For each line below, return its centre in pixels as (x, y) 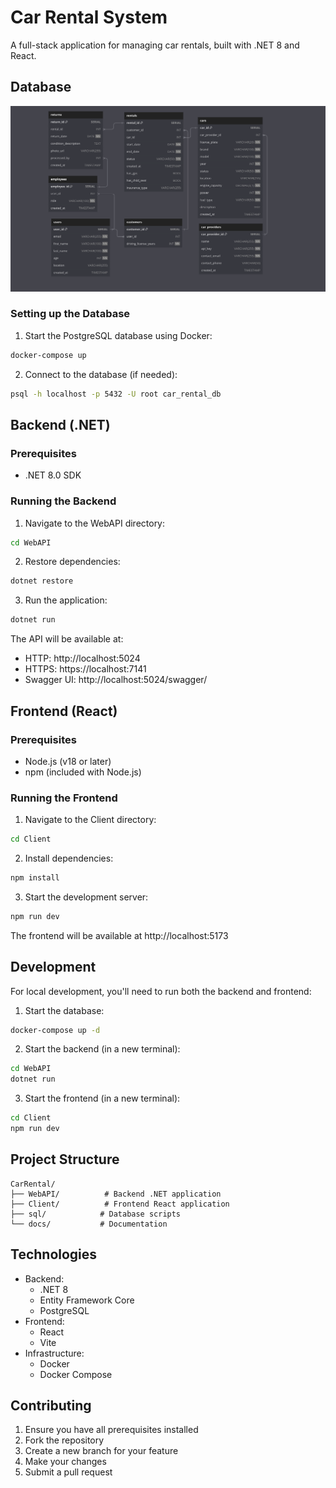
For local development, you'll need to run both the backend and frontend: (161, 991)
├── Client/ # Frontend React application (120, 1204)
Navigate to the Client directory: (90, 820)
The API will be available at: (67, 639)
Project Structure (65, 1159)
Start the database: (64, 1010)
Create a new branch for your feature (101, 1451)
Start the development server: (86, 897)
